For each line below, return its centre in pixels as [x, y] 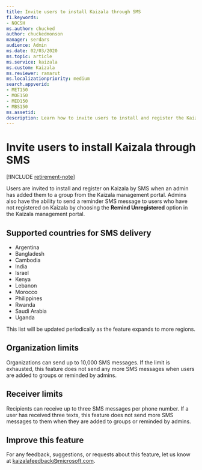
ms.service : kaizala [32, 62]
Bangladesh [30, 254]
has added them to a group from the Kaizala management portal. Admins [96, 195]
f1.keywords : [23, 17]
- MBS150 [17, 107]
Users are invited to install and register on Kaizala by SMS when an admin [97, 188]
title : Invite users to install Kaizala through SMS [74, 12]
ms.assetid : [21, 112]
